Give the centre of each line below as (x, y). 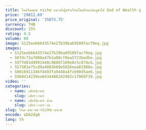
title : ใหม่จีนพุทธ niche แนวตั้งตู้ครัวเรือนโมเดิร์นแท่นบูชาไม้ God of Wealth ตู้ (73, 10)
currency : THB (20, 24)
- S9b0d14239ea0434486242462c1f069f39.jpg (56, 77)
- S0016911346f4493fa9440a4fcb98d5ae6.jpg (56, 72)
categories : (18, 86)
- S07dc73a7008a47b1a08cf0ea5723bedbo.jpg (56, 58)
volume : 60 (17, 39)
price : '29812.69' (25, 15)
